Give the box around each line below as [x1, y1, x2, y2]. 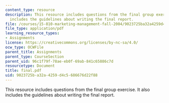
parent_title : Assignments [5, 49, 62, 54]
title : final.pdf [5, 68, 42, 73]
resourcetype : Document [5, 63, 55, 68]
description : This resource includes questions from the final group [5, 12, 154, 17]
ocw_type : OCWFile [5, 45, 44, 50]
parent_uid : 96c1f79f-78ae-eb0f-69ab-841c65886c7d [5, 59, 114, 64]
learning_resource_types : [5, 31, 59, 36]
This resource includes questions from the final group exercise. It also [5, 86, 150, 92]
